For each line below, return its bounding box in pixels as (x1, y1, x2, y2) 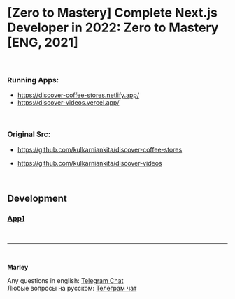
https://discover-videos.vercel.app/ (17, 99, 120, 107)
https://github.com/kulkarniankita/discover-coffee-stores (17, 145, 183, 154)
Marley (7, 263, 29, 272)
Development (7, 192, 68, 204)
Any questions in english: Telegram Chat (7, 277, 124, 285)
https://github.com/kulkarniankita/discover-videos (17, 159, 162, 167)
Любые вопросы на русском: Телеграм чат (7, 284, 137, 293)
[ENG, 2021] (7, 35, 78, 50)
